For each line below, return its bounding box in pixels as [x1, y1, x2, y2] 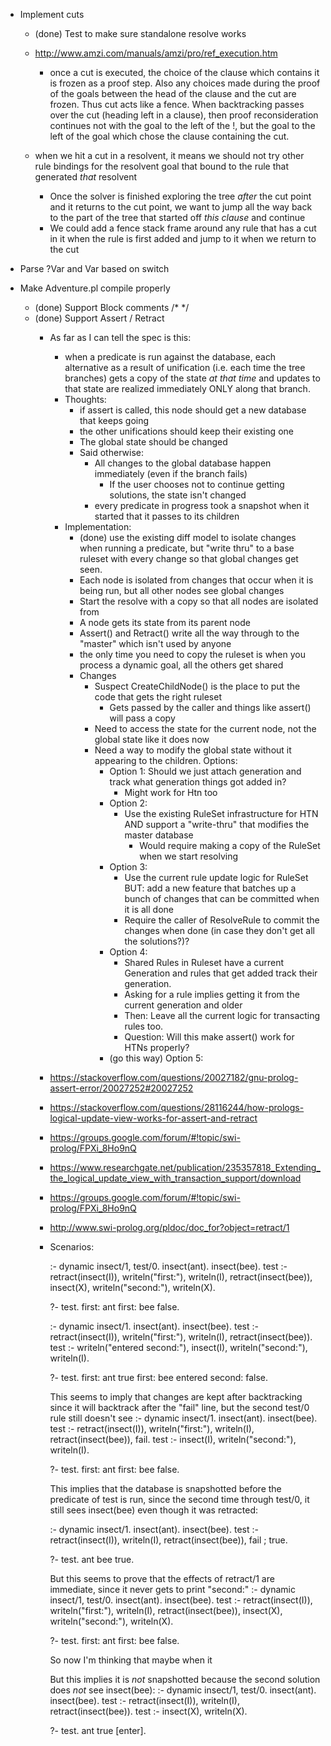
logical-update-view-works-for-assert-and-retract [49, 1112, 258, 1124]
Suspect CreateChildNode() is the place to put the [94, 680, 301, 692]
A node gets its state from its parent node [79, 617, 251, 628]
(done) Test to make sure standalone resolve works [34, 28, 247, 39]
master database [124, 829, 194, 841]
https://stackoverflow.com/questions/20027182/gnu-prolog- [49, 1072, 299, 1083]
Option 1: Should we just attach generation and [109, 765, 302, 777]
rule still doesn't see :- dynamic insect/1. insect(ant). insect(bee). [49, 1412, 318, 1424]
